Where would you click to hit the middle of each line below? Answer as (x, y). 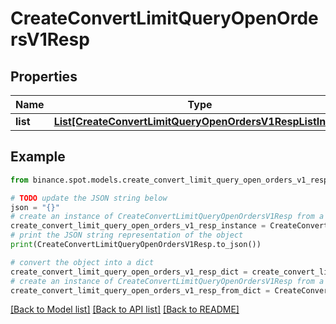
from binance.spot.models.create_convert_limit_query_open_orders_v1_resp (169, 180)
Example (38, 157)
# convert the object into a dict (82, 262)
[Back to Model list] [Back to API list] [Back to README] (125, 309)
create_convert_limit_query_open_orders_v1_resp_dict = (129, 272)
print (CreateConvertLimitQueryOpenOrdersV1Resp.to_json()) (136, 245)
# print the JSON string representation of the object (127, 235)
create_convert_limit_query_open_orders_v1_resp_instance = (138, 226)
